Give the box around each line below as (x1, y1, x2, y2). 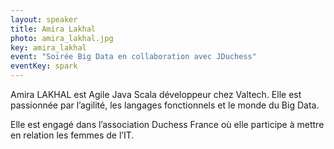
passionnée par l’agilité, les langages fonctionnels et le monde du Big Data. (10, 99, 320, 111)
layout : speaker (10, 14, 78, 25)
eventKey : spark (10, 61, 78, 71)
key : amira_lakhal (10, 42, 87, 53)
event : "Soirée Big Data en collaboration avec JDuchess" (10, 52, 257, 62)
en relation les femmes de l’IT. (10, 129, 135, 141)
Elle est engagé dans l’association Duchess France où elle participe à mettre (10, 119, 325, 130)
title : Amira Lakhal (10, 24, 97, 34)
